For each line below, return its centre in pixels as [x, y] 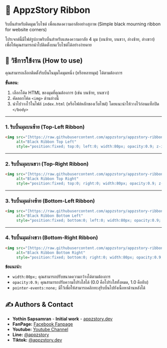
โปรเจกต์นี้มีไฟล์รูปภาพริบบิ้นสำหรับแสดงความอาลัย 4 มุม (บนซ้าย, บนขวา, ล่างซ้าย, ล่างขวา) [80, 39]
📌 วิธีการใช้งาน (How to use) [44, 61]
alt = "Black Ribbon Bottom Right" [51, 253]
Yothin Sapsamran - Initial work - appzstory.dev [62, 319]
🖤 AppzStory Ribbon [48, 10]
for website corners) [26, 29]
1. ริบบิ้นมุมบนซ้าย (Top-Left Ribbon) [45, 127]
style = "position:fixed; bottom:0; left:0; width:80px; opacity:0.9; [89, 220]
